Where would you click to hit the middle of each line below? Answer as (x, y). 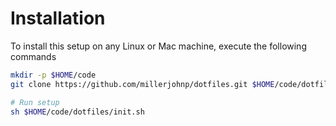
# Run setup (35, 102)
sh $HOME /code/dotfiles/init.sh (77, 112)
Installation (58, 18)
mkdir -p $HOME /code (53, 75)
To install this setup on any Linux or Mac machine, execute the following (158, 46)
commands (33, 56)
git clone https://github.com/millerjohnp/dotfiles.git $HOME (142, 84)
